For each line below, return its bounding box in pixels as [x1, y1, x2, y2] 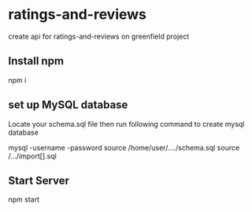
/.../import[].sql [8, 151, 57, 161]
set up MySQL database [8, 99, 128, 112]
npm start [8, 195, 40, 204]
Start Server [8, 173, 69, 187]
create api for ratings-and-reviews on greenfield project [8, 32, 190, 41]
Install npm [8, 54, 65, 68]
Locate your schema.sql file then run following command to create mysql [8, 119, 245, 128]
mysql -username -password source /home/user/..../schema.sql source [8, 143, 240, 152]
